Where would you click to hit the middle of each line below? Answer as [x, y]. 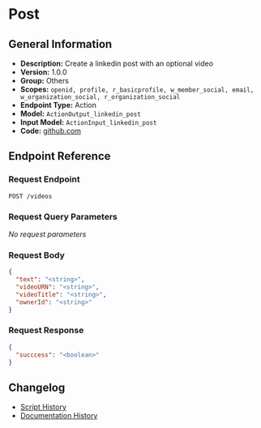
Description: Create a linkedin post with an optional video [116, 63]
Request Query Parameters [63, 216]
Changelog [37, 387]
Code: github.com [50, 131]
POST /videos [30, 196]
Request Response [46, 331]
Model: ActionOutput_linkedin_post [81, 113]
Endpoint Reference [60, 156]
